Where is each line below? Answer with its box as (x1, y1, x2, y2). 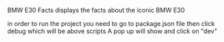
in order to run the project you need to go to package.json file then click (7, 20, 216, 27)
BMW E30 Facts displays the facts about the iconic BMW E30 (7, 6, 185, 14)
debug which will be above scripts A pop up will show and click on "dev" (7, 27, 218, 35)
